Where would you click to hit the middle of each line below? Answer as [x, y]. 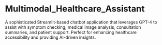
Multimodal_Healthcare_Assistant [75, 9]
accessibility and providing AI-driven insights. [51, 37]
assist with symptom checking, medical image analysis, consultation [73, 27]
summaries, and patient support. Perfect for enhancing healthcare [71, 32]
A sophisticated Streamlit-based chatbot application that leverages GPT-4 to [81, 22]
